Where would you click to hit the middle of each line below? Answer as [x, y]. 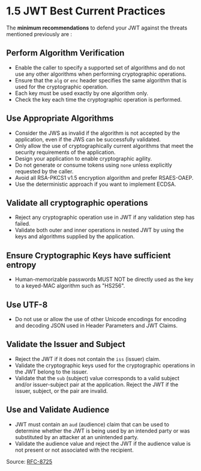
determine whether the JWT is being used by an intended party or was [102, 431]
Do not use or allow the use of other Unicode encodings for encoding [100, 319]
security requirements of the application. [65, 152]
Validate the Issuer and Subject [66, 344]
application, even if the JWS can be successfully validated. [88, 139]
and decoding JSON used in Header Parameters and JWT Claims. [96, 325]
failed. [23, 224]
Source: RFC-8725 [29, 461]
